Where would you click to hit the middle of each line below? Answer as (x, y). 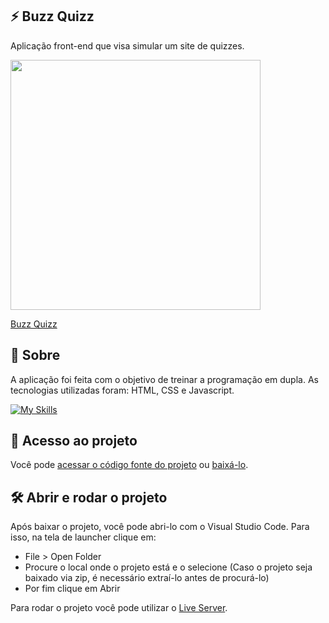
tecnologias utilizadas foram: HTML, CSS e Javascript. (122, 390)
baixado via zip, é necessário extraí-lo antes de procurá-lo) (147, 578)
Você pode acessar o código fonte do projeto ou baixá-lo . (129, 465)
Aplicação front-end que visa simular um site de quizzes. (127, 45)
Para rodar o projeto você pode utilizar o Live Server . (119, 608)
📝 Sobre (35, 355)
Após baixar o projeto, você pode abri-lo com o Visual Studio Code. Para (160, 527)
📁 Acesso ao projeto (74, 441)
